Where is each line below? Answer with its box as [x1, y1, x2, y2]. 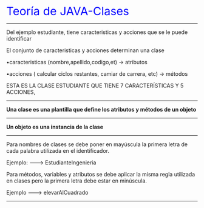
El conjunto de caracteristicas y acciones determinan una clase [6, 47, 165, 54]
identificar [6, 35, 32, 42]
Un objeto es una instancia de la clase [6, 123, 104, 130]
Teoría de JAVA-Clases [6, 4, 129, 18]
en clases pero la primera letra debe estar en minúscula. [6, 177, 148, 184]
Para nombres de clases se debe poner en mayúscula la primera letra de [6, 141, 188, 148]
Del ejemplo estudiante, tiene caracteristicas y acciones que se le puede [6, 29, 188, 36]
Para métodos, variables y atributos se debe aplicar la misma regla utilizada [6, 171, 195, 178]
